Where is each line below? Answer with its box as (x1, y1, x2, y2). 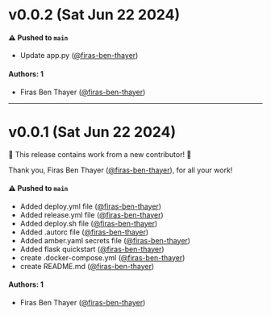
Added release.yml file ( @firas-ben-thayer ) (19, 209, 164, 219)
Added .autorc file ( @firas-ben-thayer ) (19, 227, 149, 237)
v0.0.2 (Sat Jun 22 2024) (8, 6, 181, 24)
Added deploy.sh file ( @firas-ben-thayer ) (19, 218, 158, 228)
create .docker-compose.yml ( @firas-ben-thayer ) (19, 252, 186, 263)
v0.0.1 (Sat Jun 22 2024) (8, 122, 176, 141)
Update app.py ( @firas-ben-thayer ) (19, 51, 139, 60)
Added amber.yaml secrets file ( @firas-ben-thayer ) (19, 235, 191, 245)
